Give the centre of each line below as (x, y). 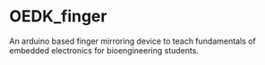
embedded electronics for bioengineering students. (104, 50)
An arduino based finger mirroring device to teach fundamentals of (133, 41)
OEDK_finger (58, 16)
